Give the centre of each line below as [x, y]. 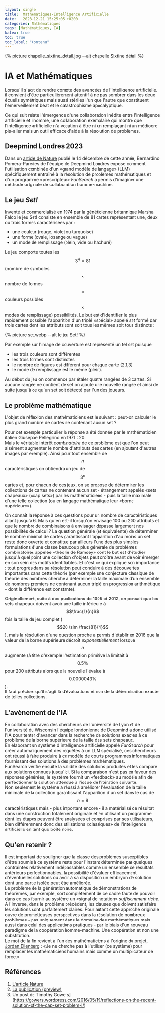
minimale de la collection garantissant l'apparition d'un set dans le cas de [80, 793]
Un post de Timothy [32, 994]
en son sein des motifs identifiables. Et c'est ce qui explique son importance [82, 563]
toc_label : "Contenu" [27, 42]
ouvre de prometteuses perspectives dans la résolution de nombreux [75, 915]
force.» [12, 957]
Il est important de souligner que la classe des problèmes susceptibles [77, 857]
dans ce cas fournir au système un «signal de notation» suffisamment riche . [82, 899]
